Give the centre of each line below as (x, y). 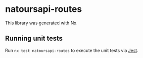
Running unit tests (34, 38)
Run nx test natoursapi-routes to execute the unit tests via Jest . (72, 50)
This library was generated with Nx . (41, 23)
